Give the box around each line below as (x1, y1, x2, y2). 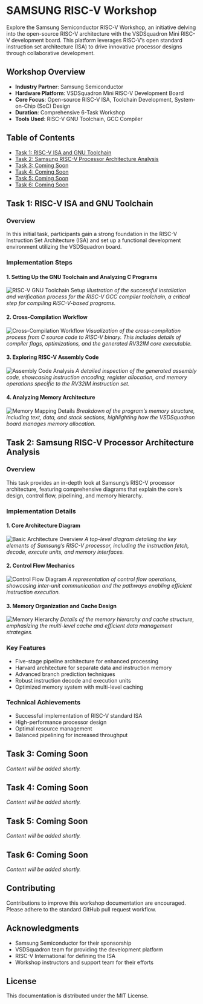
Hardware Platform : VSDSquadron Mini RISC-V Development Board (14, 89, 184, 97)
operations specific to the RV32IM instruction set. (6, 379, 130, 387)
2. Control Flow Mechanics (6, 562, 75, 569)
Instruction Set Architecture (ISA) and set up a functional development (6, 237, 181, 244)
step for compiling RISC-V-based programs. (6, 300, 116, 307)
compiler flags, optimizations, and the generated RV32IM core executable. (6, 340, 192, 347)
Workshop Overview (6, 67, 86, 77)
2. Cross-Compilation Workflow (6, 313, 88, 321)
